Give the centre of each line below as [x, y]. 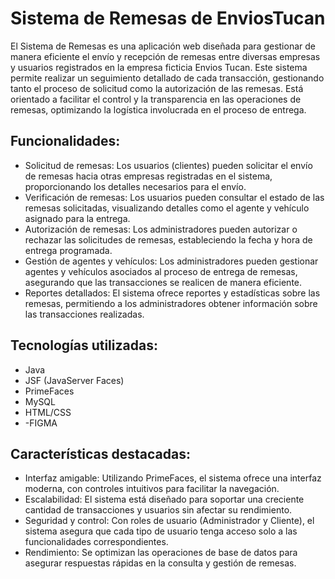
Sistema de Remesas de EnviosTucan [168, 18]
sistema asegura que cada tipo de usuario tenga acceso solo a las [161, 531]
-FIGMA [41, 423]
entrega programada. [68, 250]
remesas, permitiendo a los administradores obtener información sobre [171, 303]
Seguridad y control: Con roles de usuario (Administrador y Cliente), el [169, 521]
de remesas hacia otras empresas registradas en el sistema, [148, 176]
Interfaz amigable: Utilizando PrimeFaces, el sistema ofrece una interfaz [173, 478]
